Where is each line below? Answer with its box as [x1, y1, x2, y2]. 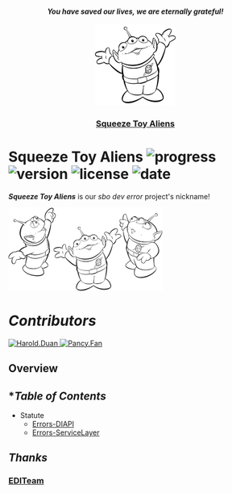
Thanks [8, 451, 48, 465]
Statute [19, 410, 44, 420]
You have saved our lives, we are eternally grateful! [47, 6, 224, 16]
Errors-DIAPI [31, 419, 75, 428]
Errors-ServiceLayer [31, 428, 100, 437]
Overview [8, 361, 59, 375]
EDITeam [8, 475, 44, 487]
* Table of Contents [8, 389, 106, 403]
